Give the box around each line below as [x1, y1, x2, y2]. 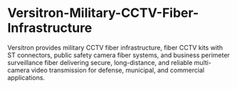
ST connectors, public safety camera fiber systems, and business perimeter [7, 51, 230, 59]
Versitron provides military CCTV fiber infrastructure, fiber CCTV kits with [7, 43, 223, 52]
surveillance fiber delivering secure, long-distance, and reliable [7, 58, 193, 66]
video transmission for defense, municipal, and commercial [31, 66, 205, 74]
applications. [7, 73, 45, 82]
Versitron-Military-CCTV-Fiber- [7, 5, 199, 21]
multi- [194, 58, 212, 66]
